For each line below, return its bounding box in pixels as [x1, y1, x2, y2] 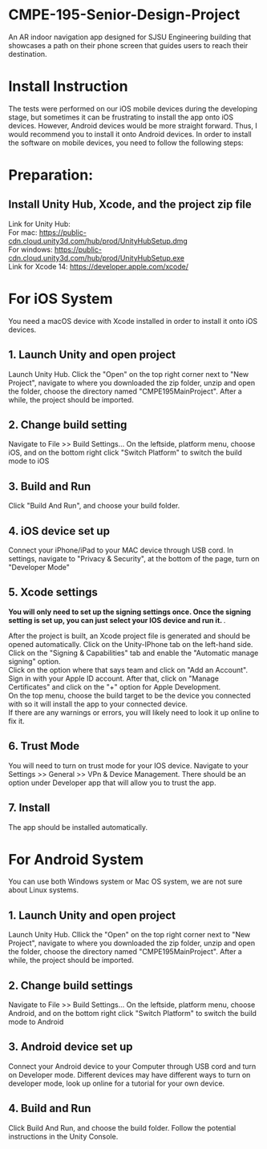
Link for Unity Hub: [8, 219, 71, 229]
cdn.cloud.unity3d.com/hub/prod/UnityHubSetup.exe [8, 253, 185, 262]
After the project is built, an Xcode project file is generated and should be [8, 631, 251, 641]
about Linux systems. [8, 885, 79, 895]
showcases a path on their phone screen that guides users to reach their [8, 40, 249, 50]
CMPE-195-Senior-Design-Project [8, 6, 241, 24]
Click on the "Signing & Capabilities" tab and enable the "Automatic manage [8, 648, 259, 657]
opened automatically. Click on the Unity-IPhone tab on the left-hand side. [8, 639, 253, 649]
